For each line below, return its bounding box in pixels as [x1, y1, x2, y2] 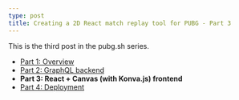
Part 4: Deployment [19, 82, 85, 92]
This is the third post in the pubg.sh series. [8, 41, 150, 50]
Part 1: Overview [19, 57, 75, 66]
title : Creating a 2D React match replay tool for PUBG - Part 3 [8, 19, 231, 27]
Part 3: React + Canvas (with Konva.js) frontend [19, 74, 183, 83]
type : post [8, 11, 45, 20]
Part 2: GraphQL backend [19, 65, 105, 74]
